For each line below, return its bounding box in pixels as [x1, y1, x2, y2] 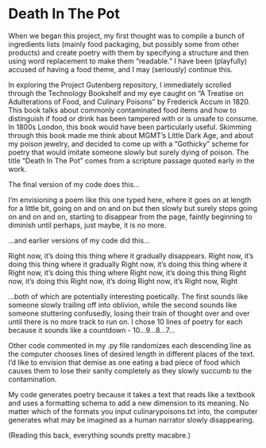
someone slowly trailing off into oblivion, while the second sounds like [8, 300, 237, 309]
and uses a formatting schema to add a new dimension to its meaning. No [8, 398, 249, 408]
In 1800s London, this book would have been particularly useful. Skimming [8, 122, 252, 132]
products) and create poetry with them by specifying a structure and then [8, 48, 249, 57]
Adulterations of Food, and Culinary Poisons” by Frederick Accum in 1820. [8, 97, 251, 106]
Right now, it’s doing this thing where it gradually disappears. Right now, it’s [8, 251, 254, 260]
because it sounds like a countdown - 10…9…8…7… [8, 325, 175, 335]
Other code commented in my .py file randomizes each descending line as [8, 340, 252, 350]
